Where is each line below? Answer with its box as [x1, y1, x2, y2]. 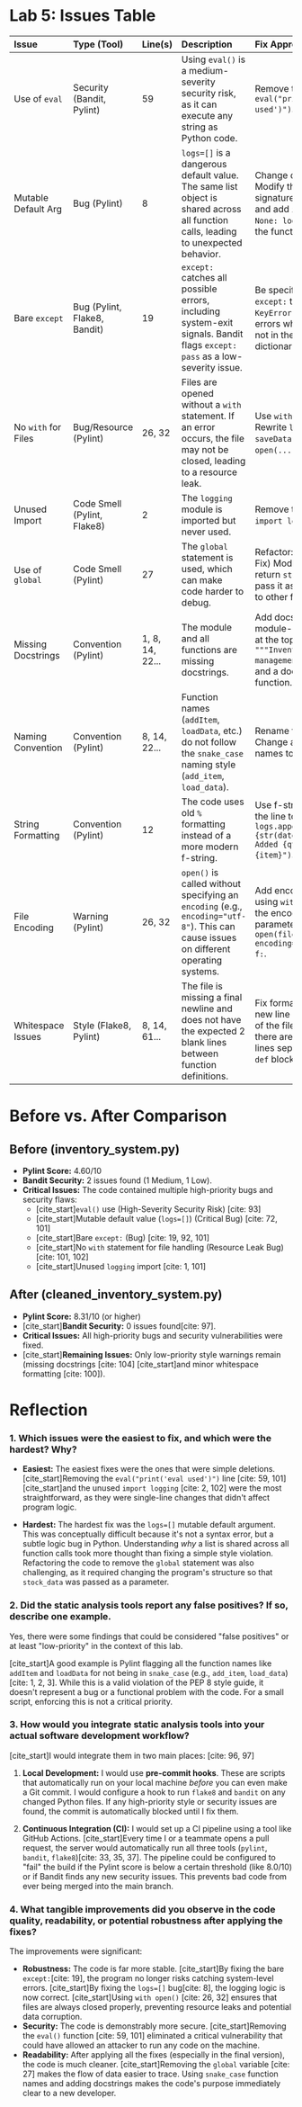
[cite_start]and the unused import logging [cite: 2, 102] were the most [22, 1483, 282, 1493]
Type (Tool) [73, 38, 124, 50]
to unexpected [181, 236, 243, 248]
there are [254, 1030, 294, 1043]
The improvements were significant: [9, 1946, 143, 1957]
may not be [181, 443, 229, 455]
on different [181, 942, 231, 955]
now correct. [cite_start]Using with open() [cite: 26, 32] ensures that [22, 1992, 278, 2003]
